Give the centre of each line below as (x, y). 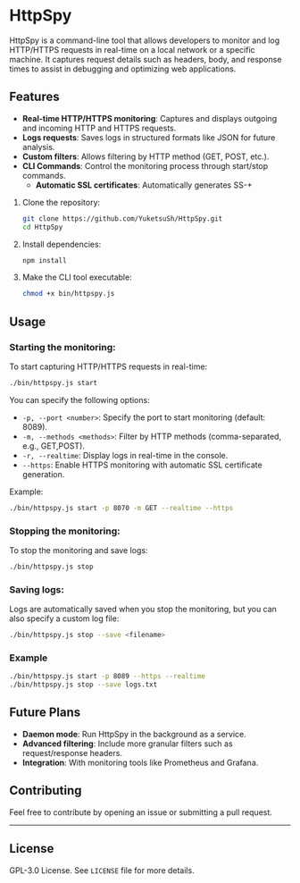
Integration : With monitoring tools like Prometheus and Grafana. (140, 762)
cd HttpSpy (42, 227)
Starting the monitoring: (62, 347)
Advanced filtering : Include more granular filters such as (128, 744)
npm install (44, 260)
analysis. (38, 147)
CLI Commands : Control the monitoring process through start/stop (145, 165)
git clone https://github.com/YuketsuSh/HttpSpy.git (122, 219)
